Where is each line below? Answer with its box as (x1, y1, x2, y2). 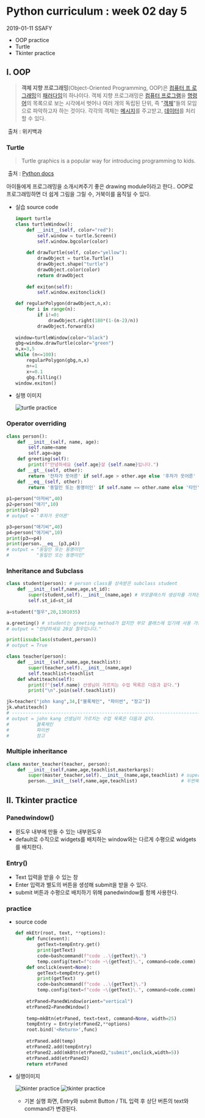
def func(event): (26, 936, 70, 942)
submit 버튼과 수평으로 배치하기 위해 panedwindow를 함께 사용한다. (15, 889, 179, 896)
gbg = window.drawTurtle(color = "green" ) (15, 340, 114, 347)
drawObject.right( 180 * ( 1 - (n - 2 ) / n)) (48, 317, 139, 323)
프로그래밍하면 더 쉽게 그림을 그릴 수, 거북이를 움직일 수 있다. (6, 191, 151, 198)
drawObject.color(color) (37, 267, 101, 273)
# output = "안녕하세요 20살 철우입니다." (6, 625, 102, 632)
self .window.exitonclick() (37, 289, 106, 296)
